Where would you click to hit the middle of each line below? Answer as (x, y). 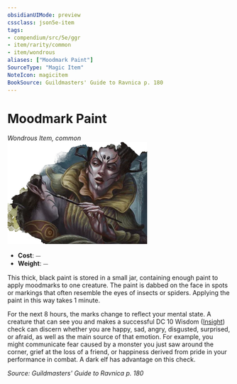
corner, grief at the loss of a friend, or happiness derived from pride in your (117, 352)
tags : (15, 30)
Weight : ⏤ (33, 264)
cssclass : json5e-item (41, 22)
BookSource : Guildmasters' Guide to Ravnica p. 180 (85, 82)
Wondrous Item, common (44, 138)
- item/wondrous (31, 53)
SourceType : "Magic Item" (45, 68)
